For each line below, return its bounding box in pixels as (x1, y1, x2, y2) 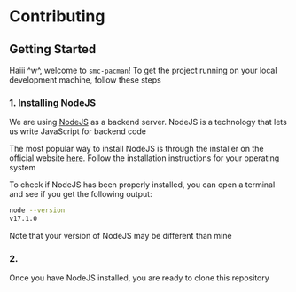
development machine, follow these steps (9, 75, 161, 85)
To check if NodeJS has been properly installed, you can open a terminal (9, 179, 276, 190)
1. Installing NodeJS (9, 96, 96, 108)
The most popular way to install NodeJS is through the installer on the (9, 144, 264, 154)
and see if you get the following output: (9, 189, 152, 200)
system (9, 162, 36, 173)
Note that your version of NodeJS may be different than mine (9, 231, 232, 241)
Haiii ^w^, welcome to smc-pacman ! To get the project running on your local (9, 65, 277, 75)
